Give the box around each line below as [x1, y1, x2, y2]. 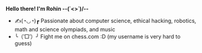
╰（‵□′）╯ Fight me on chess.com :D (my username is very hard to [14, 33, 181, 40]
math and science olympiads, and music [14, 26, 116, 33]
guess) [14, 40, 32, 47]
